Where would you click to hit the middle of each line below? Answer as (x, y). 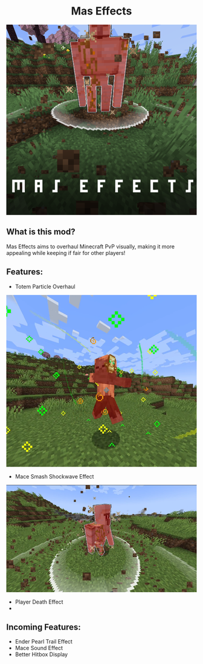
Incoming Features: (44, 627)
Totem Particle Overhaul (45, 286)
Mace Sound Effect (39, 648)
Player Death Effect (39, 602)
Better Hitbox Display (41, 654)
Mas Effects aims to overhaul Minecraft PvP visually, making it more (91, 247)
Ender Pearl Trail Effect (43, 642)
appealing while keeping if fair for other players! (66, 253)
